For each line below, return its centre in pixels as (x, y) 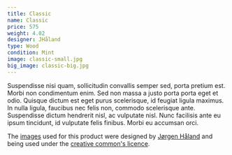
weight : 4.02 (26, 33)
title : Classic (29, 14)
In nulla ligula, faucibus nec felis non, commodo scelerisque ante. (101, 108)
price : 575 (23, 27)
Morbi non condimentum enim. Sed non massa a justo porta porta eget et (113, 93)
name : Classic (28, 20)
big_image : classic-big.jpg (48, 66)
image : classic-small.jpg (45, 59)
